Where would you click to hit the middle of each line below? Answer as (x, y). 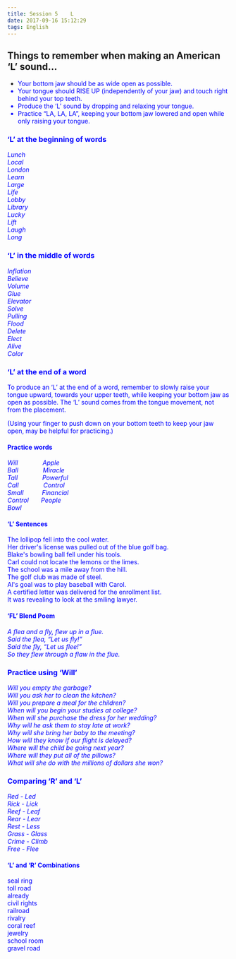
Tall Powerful (38, 478)
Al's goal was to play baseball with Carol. (67, 585)
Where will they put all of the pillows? (62, 755)
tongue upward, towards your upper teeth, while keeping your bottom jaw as (118, 395)
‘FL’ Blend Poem (31, 616)
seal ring (20, 881)
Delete (17, 331)
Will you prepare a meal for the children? (67, 703)
